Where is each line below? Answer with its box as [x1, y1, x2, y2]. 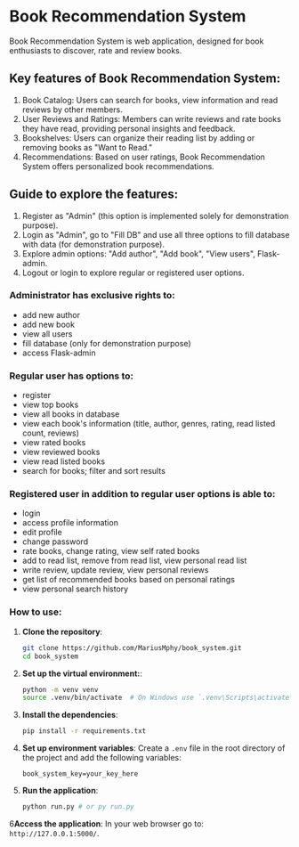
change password [21, 536, 89, 547]
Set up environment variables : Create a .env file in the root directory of [21, 743, 286, 753]
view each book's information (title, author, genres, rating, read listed [21, 419, 276, 429]
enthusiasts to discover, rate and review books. [9, 45, 182, 55]
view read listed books [21, 456, 105, 467]
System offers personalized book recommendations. [21, 160, 215, 171]
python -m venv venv [21, 685, 99, 694]
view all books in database [21, 409, 120, 419]
